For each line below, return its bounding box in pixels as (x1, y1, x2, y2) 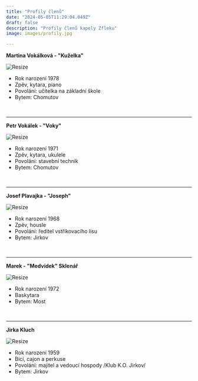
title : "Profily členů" (6, 8, 65, 15)
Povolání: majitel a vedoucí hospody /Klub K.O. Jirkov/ (14, 362, 146, 369)
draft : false (6, 19, 38, 25)
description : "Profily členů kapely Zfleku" (6, 25, 117, 31)
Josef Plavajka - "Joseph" (6, 193, 71, 200)
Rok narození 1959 (14, 349, 60, 356)
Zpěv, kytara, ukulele (14, 151, 66, 158)
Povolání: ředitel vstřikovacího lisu (14, 228, 97, 235)
